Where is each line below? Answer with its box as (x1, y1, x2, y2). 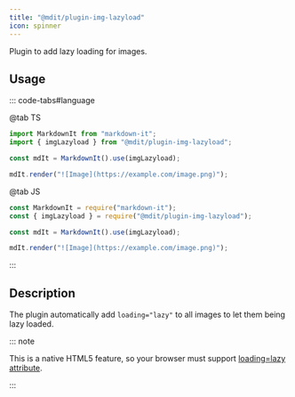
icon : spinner (9, 21, 62, 30)
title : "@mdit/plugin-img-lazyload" (9, 12, 145, 22)
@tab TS (9, 112, 42, 123)
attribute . (9, 362, 43, 374)
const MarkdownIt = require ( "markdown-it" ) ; (9, 203, 177, 212)
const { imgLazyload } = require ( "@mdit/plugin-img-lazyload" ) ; (9, 211, 252, 221)
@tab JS (9, 186, 41, 197)
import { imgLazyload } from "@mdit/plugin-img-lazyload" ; (9, 138, 233, 147)
